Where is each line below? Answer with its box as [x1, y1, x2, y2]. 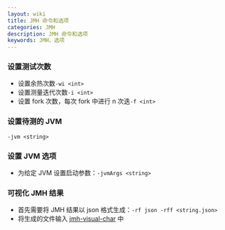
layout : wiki [7, 10, 46, 18]
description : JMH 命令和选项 [7, 30, 89, 38]
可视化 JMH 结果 [7, 188, 64, 198]
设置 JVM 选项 [7, 151, 57, 161]
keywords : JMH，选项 [7, 37, 65, 44]
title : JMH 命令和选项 [7, 17, 70, 24]
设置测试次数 [7, 62, 52, 72]
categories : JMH [7, 23, 55, 31]
